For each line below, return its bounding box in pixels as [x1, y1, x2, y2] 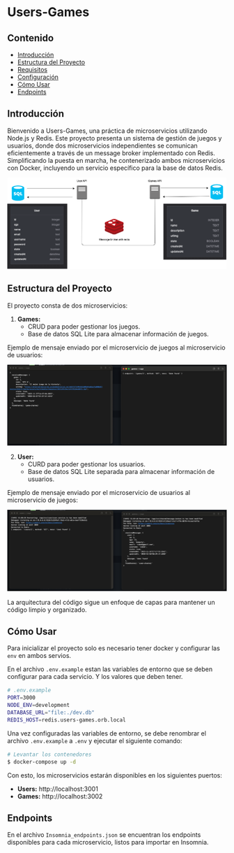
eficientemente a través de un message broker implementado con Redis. [7, 148, 216, 157]
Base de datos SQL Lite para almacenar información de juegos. [27, 329, 209, 338]
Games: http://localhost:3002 [17, 791, 103, 801]
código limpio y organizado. [7, 605, 87, 614]
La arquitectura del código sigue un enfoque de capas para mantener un [7, 598, 215, 606]
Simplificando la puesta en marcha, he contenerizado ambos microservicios [7, 156, 225, 164]
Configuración [17, 73, 59, 81]
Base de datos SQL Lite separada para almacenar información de [27, 468, 215, 476]
